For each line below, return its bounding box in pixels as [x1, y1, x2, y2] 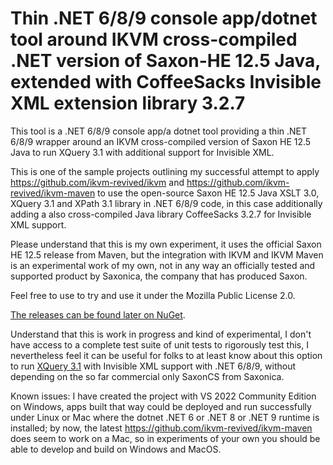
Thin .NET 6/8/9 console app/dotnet [10, 7, 318, 30]
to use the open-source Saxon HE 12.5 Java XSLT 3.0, [97, 187, 320, 199]
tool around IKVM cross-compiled [10, 28, 298, 51]
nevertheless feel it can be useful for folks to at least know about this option [10, 349, 323, 361]
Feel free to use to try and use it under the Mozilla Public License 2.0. [10, 289, 296, 301]
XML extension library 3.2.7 [10, 92, 246, 115]
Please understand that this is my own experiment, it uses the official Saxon [10, 238, 322, 250]
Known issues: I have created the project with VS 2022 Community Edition [10, 390, 317, 402]
